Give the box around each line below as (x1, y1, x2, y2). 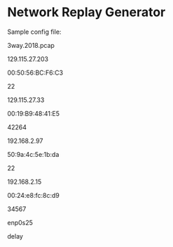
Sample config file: (7, 27, 62, 36)
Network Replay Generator (7, 4, 166, 20)
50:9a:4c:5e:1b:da (7, 150, 60, 158)
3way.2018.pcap (7, 41, 55, 49)
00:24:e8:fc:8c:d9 (7, 191, 60, 199)
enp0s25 (7, 218, 34, 227)
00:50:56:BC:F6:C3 (7, 68, 64, 77)
